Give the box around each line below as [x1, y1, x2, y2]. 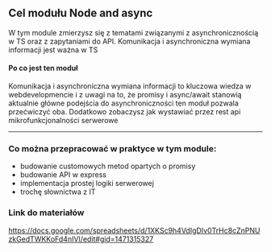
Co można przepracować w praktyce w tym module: [8, 143, 217, 154]
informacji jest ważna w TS [8, 44, 98, 55]
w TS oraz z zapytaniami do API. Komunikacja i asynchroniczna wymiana [8, 36, 251, 46]
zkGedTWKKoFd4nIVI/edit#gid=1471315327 [8, 233, 154, 244]
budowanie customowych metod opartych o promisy [19, 161, 196, 171]
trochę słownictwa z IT [19, 187, 96, 196]
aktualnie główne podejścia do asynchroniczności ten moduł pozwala [8, 98, 240, 108]
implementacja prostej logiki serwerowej [19, 179, 155, 188]
